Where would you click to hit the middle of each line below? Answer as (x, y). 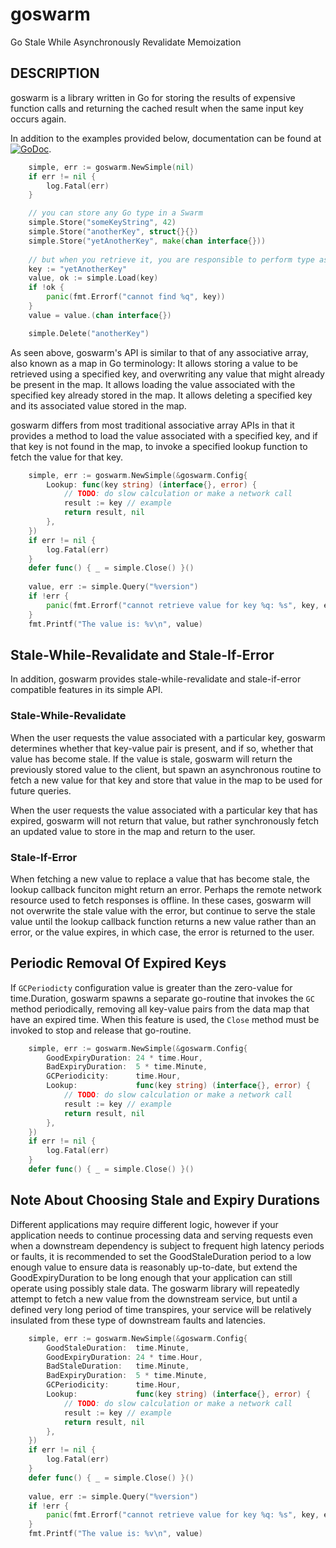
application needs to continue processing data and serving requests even (161, 1235)
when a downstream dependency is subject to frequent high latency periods (167, 1245)
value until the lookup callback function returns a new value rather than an (163, 921)
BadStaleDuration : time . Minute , (118, 1366)
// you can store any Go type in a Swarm (115, 213)
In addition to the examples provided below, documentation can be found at (166, 138)
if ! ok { (46, 288)
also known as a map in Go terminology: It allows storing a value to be (154, 363)
